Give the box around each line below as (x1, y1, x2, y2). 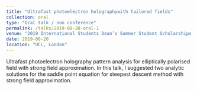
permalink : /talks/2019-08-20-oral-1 (6, 25, 99, 31)
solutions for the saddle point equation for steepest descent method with (6, 70, 184, 78)
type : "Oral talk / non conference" (6, 20, 96, 25)
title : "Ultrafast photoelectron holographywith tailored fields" (6, 8, 173, 15)
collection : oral (6, 14, 49, 20)
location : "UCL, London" (6, 42, 67, 48)
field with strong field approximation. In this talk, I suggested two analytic (6, 64, 185, 71)
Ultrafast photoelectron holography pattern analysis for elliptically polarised (6, 57, 190, 65)
